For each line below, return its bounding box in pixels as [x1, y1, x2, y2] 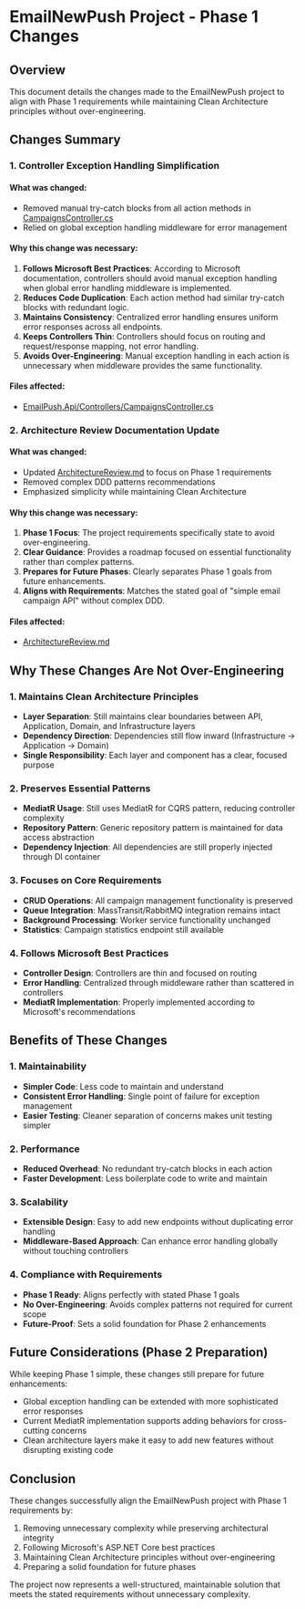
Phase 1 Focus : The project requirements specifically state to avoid [22, 528, 275, 538]
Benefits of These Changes [9, 1033, 168, 1049]
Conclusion [9, 1471, 76, 1487]
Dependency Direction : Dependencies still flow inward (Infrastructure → [22, 730, 296, 741]
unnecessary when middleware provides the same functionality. [22, 360, 263, 371]
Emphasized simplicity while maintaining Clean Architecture [22, 486, 248, 497]
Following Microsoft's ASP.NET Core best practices [22, 1542, 216, 1553]
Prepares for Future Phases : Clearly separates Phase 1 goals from [22, 566, 273, 577]
